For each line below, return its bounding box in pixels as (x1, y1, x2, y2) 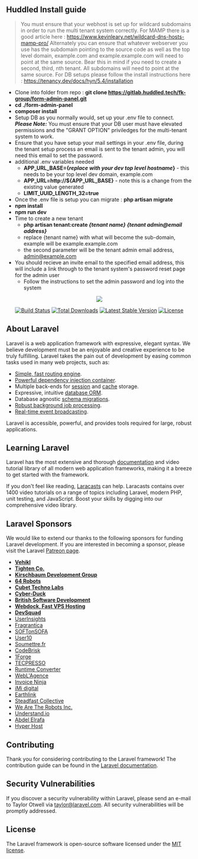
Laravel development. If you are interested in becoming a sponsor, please (6, 541, 185, 548)
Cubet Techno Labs (14, 584, 64, 591)
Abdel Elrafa (14, 716, 45, 723)
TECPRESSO (14, 660, 46, 667)
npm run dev (14, 208, 47, 215)
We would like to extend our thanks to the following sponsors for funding (6, 535, 183, 542)
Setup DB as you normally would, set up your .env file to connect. (14, 114, 174, 121)
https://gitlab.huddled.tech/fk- (108, 88, 186, 96)
